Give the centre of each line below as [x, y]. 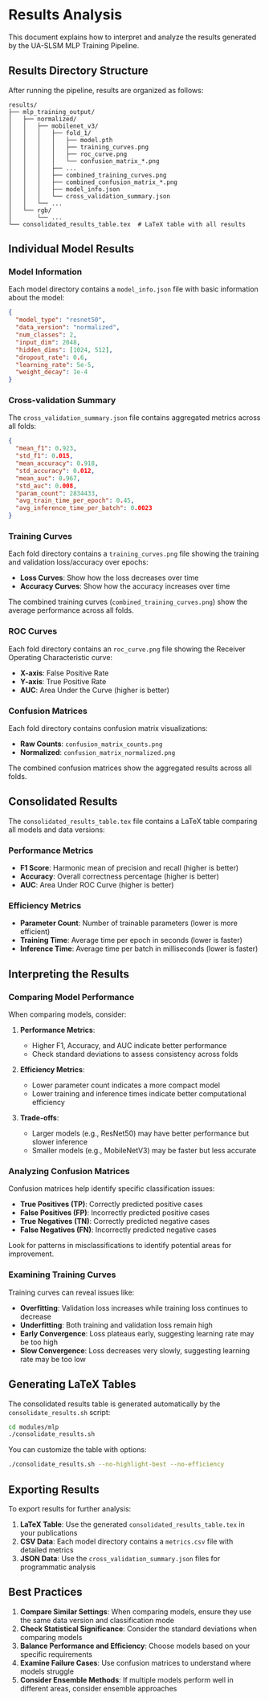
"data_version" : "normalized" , [68, 328]
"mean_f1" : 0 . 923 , [47, 449]
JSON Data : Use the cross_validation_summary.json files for [120, 1558]
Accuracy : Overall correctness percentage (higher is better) [119, 876]
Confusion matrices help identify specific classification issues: [112, 1189]
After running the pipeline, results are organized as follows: [106, 90]
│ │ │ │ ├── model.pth [61, 140]
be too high [39, 1342]
